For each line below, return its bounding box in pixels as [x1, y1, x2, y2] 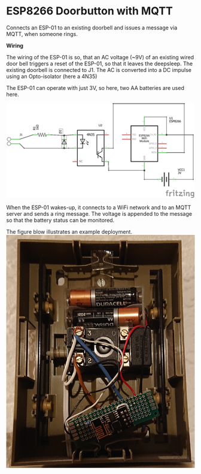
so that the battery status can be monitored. [6, 216, 115, 224]
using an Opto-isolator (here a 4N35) [6, 73, 98, 80]
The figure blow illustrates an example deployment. [6, 228, 133, 235]
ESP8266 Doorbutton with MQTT [6, 4, 173, 18]
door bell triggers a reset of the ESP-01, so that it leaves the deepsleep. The [6, 60, 193, 67]
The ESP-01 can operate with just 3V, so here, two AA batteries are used [6, 84, 184, 91]
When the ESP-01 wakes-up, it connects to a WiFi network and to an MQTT [6, 204, 191, 211]
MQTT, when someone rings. [6, 30, 78, 37]
